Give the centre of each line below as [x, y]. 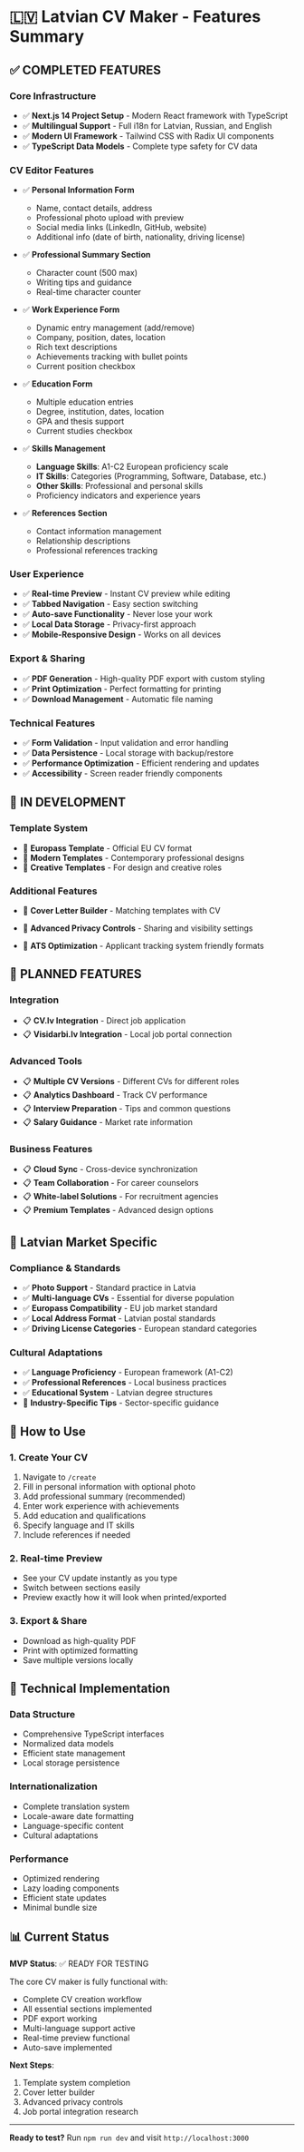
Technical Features [52, 723]
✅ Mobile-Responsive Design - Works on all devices [122, 635]
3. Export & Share [48, 1621]
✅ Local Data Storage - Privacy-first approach [109, 624]
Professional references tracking [97, 551]
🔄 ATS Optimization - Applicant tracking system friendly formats [143, 946]
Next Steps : [32, 2065]
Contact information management [99, 532]
